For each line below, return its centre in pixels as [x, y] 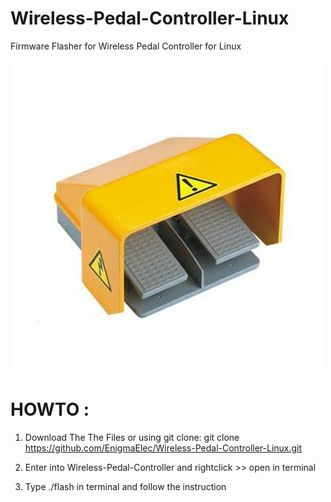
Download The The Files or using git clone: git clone [132, 437]
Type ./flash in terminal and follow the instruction [125, 486]
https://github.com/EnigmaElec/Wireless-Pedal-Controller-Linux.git [163, 448]
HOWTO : [50, 409]
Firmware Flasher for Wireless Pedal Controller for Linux [126, 46]
